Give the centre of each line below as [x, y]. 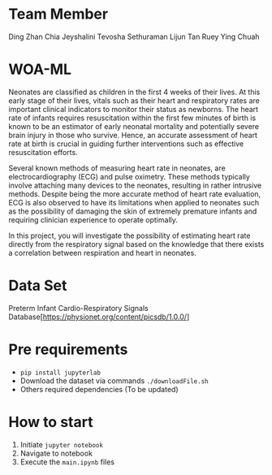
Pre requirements [68, 349]
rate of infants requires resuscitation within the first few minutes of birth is [132, 118]
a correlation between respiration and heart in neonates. [102, 253]
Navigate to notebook [56, 453]
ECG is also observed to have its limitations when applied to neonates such [134, 202]
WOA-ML [40, 69]
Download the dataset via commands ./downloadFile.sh [114, 380]
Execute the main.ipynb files [67, 462]
